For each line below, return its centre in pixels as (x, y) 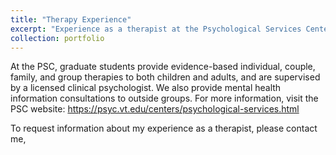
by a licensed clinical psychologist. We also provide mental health (146, 88)
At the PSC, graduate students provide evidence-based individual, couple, (163, 67)
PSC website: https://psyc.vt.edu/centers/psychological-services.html (155, 109)
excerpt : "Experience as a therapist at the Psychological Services (156, 29)
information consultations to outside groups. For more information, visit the (164, 98)
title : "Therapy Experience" (71, 19)
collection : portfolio (57, 38)
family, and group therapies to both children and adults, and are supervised (165, 77)
